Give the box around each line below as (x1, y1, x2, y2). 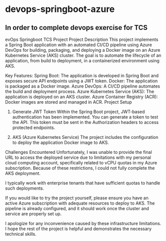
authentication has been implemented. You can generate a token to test (12, 114, 159, 120)
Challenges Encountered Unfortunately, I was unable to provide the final (5, 149, 152, 155)
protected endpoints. (12, 124, 55, 130)
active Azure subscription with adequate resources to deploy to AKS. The (5, 200, 155, 206)
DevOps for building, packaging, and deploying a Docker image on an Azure (5, 47, 161, 53)
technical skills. (5, 231, 37, 237)
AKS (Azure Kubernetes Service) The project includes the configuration (12, 134, 159, 140)
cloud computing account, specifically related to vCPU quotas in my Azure (5, 160, 158, 165)
